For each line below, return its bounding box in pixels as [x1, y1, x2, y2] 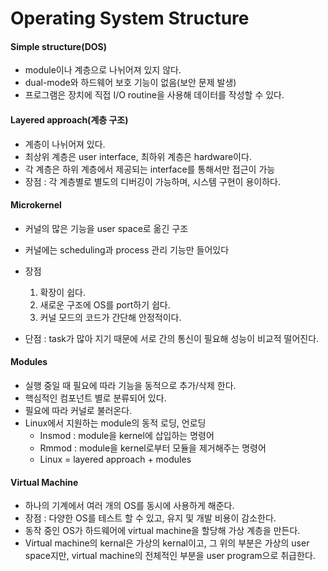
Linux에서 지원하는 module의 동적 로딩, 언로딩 [24, 417, 207, 429]
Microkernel [10, 199, 62, 211]
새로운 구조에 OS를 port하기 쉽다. [39, 298, 171, 311]
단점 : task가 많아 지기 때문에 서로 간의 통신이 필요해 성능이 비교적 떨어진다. [24, 332, 320, 344]
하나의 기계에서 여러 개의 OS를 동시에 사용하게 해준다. [24, 500, 235, 512]
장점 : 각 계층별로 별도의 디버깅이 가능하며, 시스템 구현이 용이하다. [24, 175, 281, 187]
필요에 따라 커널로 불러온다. [24, 405, 133, 416]
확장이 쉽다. [39, 286, 86, 298]
